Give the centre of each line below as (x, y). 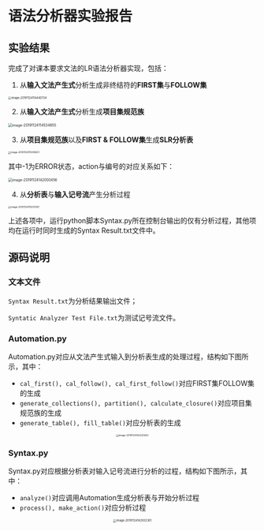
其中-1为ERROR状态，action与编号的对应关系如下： (91, 166)
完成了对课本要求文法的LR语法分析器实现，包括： (88, 68)
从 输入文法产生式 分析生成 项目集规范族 (82, 112)
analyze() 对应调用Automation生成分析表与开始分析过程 (109, 498)
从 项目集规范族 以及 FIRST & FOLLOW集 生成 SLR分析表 (106, 140)
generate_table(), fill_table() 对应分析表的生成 (100, 422)
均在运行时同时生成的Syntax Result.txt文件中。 (84, 230)
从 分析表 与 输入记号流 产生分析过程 (75, 194)
